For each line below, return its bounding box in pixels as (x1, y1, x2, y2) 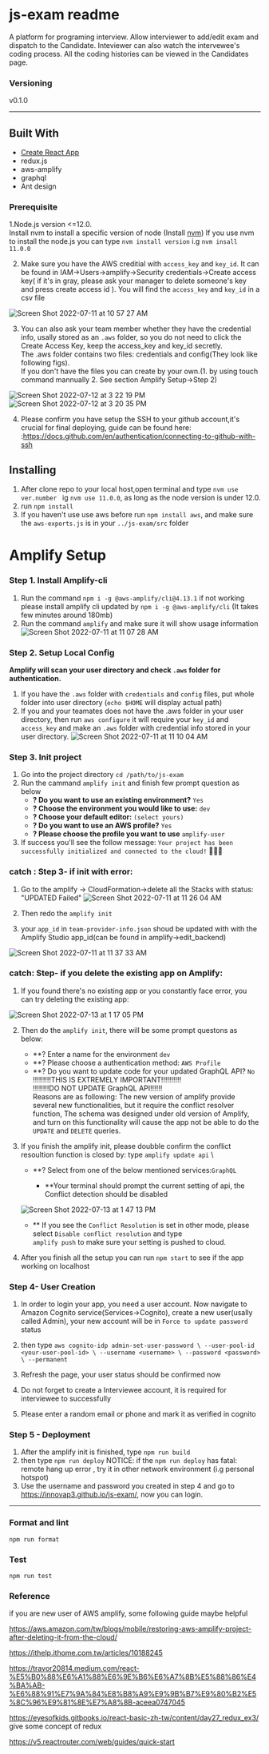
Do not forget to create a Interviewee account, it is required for (20, 1385, 227, 1395)
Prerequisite (9, 201, 58, 213)
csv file (20, 293, 45, 303)
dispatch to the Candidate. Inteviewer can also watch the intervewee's (9, 40, 240, 50)
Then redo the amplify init (20, 908, 113, 918)
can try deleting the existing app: (20, 994, 129, 1004)
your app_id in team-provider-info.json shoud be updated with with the (20, 923, 258, 933)
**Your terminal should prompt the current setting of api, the (44, 1181, 245, 1190)
